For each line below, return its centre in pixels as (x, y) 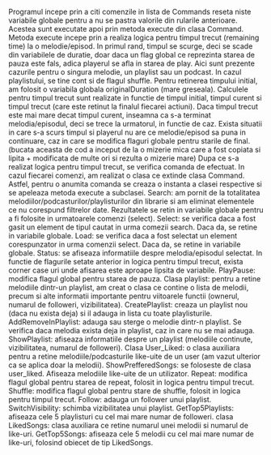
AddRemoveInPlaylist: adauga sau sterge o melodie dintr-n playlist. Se (125, 322)
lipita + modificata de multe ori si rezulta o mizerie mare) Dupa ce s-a (124, 158)
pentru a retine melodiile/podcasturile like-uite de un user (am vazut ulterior (135, 356)
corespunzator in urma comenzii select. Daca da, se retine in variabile (125, 244)
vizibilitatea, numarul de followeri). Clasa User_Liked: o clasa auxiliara (124, 348)
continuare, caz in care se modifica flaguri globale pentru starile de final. (129, 141)
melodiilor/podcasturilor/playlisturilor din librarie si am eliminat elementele (131, 201)
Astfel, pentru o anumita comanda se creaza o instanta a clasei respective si (135, 184)
